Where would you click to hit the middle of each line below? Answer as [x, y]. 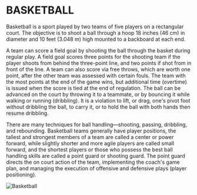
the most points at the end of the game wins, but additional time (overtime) [96, 82]
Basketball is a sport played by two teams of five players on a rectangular [95, 27]
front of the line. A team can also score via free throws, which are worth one [98, 69]
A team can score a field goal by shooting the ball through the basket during [98, 50]
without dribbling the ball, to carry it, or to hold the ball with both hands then [98, 107]
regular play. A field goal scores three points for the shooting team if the [93, 57]
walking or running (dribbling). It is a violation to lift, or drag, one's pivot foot [98, 100]
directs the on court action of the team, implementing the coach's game [93, 162]
